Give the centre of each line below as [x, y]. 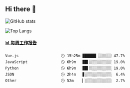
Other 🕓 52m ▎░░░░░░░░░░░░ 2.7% [65, 81]
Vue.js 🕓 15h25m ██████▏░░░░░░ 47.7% [65, 56]
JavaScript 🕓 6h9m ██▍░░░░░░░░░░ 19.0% [65, 62]
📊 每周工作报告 [21, 43]
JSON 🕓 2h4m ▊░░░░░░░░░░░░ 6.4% [65, 75]
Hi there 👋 [21, 9]
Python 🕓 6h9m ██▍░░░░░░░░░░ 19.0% [65, 68]
